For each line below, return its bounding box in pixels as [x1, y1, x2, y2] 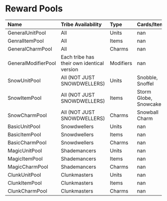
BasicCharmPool [7, 139, 47, 146]
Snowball [137, 109, 159, 116]
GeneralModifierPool [7, 60, 56, 67]
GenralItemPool [7, 37, 44, 44]
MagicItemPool [7, 155, 43, 162]
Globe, [137, 94, 153, 101]
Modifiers [110, 60, 133, 67]
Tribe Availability [61, 21, 102, 28]
